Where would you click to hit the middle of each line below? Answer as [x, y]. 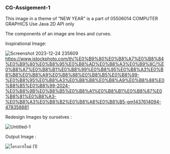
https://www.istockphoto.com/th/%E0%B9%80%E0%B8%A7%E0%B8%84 [84, 59]
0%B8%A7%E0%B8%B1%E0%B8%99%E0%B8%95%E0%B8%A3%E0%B [84, 69]
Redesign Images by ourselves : [39, 117]
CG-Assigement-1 [28, 8]
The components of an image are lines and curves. [58, 34]
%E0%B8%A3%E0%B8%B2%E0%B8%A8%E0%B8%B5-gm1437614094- [83, 102]
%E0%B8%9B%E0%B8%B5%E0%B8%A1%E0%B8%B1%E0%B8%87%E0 [84, 91]
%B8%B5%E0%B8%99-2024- [38, 86]
